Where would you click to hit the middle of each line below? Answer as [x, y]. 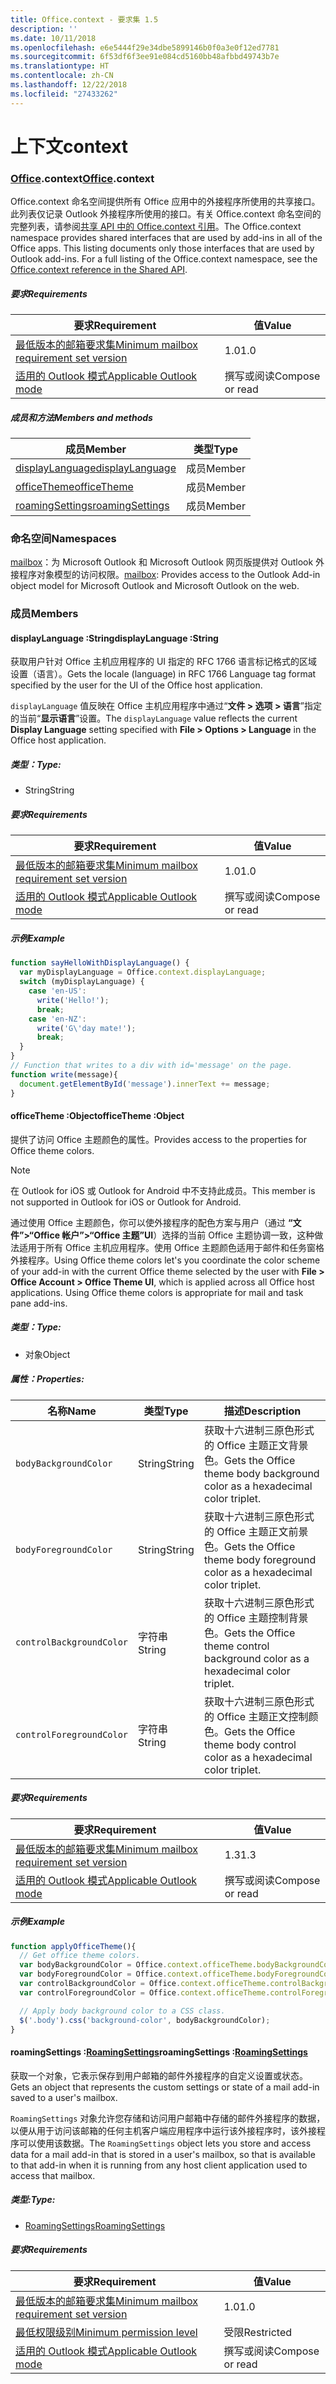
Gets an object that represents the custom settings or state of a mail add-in [165, 2087]
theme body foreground [260, 1559]
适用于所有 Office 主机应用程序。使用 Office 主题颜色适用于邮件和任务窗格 [171, 1247]
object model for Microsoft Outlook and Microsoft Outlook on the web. [155, 586]
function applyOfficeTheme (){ [73, 1946]
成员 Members [44, 614]
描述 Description [262, 1411]
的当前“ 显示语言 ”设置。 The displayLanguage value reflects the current [154, 718]
